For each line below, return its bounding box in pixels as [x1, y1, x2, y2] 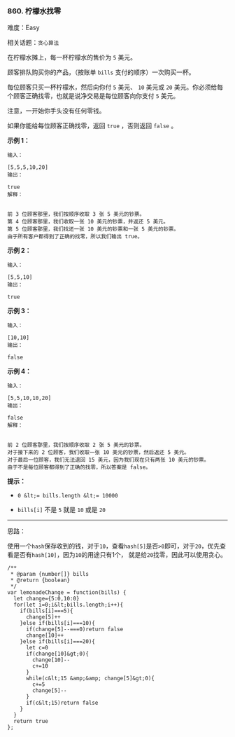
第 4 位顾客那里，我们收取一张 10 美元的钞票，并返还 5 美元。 [7, 219, 169, 226]
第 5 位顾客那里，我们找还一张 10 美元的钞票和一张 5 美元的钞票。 [7, 226, 180, 233]
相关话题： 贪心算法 [7, 39, 59, 47]
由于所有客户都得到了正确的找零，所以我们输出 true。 [7, 233, 143, 240]
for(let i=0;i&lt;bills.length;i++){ [13, 601, 124, 609]
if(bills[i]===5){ [20, 607, 73, 614]
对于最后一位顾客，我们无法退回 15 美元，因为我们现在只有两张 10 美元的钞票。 [7, 457, 210, 464]
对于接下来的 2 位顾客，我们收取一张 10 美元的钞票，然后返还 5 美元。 [7, 449, 190, 456]
